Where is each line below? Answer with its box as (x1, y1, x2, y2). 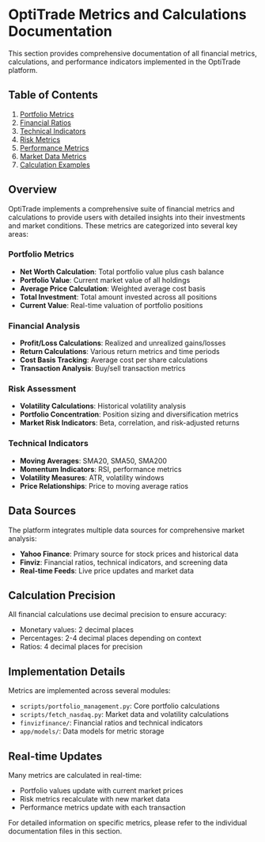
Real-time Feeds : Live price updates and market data (19, 566, 195, 575)
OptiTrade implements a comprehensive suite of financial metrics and (8, 204, 235, 213)
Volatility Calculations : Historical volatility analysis (19, 402, 187, 411)
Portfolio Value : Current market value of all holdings (19, 275, 191, 284)
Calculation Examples (19, 160, 91, 170)
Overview (8, 183, 58, 196)
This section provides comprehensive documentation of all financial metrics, (8, 48, 257, 58)
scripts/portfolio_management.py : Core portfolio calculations (19, 701, 220, 711)
